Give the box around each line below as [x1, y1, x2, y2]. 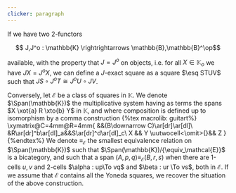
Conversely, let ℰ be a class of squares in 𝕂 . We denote [7, 91, 168, 99]
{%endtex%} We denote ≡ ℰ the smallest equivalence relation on [7, 137, 192, 147]
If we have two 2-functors [7, 30, 83, 38]
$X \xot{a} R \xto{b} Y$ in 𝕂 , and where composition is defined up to [7, 106, 206, 115]
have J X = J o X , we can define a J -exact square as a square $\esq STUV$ [7, 68, 221, 77]
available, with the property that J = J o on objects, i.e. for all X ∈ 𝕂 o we [7, 57, 215, 68]
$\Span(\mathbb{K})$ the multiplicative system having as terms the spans [7, 99, 223, 108]
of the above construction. [7, 179, 84, 187]
